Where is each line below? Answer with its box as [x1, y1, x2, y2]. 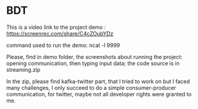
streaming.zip [6, 66, 41, 73]
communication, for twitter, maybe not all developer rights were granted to [6, 90, 192, 98]
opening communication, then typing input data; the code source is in [6, 60, 180, 67]
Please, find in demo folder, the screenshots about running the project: [6, 53, 183, 60]
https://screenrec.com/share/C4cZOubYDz [6, 30, 114, 37]
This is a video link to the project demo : [6, 23, 106, 31]
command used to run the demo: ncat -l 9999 [6, 42, 120, 49]
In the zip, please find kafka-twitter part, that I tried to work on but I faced [6, 78, 190, 85]
